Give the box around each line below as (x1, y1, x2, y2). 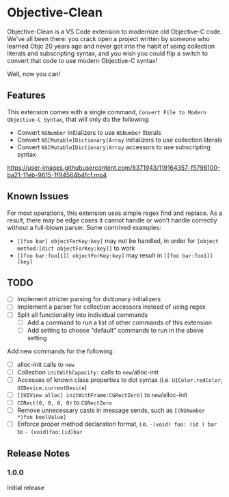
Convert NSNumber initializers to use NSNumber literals (16, 128, 162, 136)
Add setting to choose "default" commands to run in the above (27, 326, 204, 334)
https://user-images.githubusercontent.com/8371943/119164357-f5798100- (7, 163, 221, 172)
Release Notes (7, 447, 70, 459)
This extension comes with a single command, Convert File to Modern (7, 107, 206, 116)
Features (7, 90, 46, 101)
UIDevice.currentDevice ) (16, 383, 87, 392)
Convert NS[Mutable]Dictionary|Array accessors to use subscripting (16, 142, 211, 151)
